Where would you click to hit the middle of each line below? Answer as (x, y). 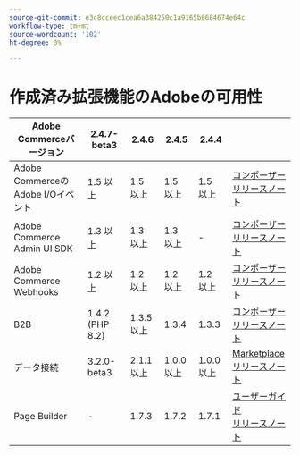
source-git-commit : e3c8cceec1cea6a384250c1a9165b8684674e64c (127, 17)
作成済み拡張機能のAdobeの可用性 (136, 97)
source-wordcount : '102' (55, 34)
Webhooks (36, 292)
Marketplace (258, 354)
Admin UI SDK (43, 249)
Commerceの (42, 181)
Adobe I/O (35, 195)
